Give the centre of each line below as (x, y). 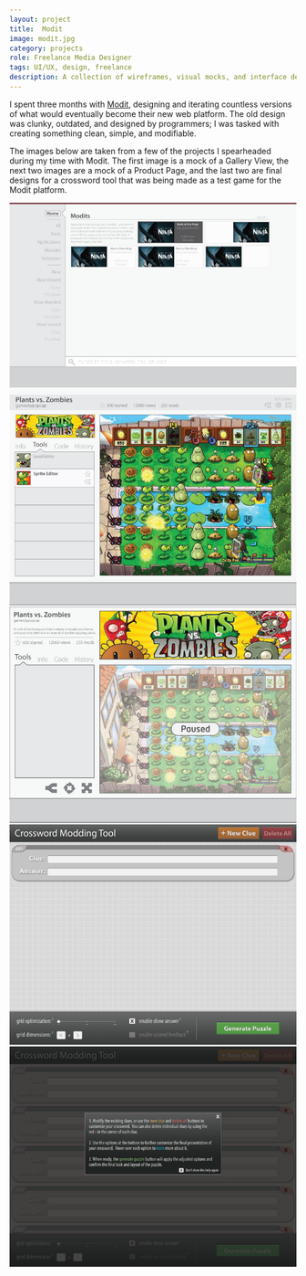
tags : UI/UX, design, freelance (71, 68)
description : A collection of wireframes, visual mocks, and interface (148, 78)
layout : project (40, 19)
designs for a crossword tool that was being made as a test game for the (146, 180)
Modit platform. (38, 190)
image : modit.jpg (42, 38)
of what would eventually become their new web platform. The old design (148, 113)
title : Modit (36, 29)
